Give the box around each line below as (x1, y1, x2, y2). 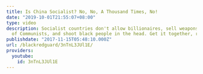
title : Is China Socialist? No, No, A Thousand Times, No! (6, 8, 158, 15)
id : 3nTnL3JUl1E (17, 58, 59, 64)
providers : (6, 48, 34, 54)
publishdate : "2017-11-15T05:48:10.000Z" (6, 36, 112, 42)
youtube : (11, 53, 34, 59)
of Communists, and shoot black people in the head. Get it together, (11, 31, 193, 37)
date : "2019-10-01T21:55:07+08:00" (6, 14, 96, 20)
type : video (6, 20, 36, 26)
